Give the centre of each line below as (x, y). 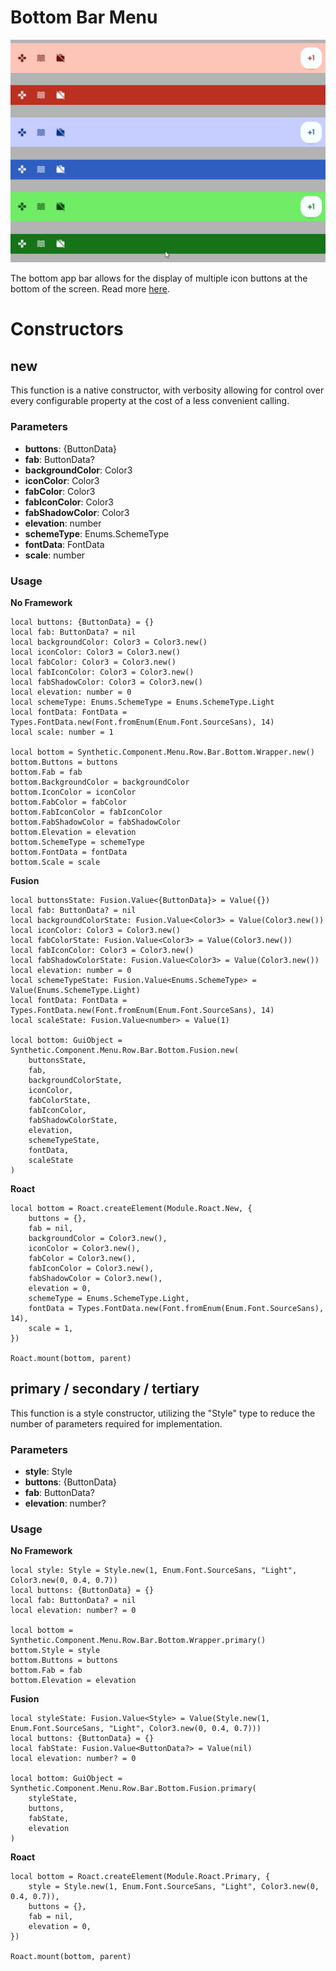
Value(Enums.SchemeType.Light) (75, 990)
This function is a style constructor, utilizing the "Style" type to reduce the (163, 1413)
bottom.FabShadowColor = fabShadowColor (96, 822)
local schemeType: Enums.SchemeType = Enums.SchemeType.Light (142, 702)
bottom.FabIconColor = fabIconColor (86, 812)
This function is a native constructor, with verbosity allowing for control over (167, 390)
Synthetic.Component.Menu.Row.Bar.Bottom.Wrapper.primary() (138, 1641)
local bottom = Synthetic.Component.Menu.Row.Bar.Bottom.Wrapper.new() (162, 752)
